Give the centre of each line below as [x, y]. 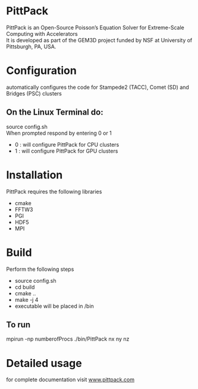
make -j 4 [26, 300]
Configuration [42, 71]
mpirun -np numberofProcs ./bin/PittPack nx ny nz [68, 339]
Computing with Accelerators [42, 33]
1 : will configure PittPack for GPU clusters [66, 151]
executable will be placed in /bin [54, 306]
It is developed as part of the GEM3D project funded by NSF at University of [99, 40]
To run [18, 324]
